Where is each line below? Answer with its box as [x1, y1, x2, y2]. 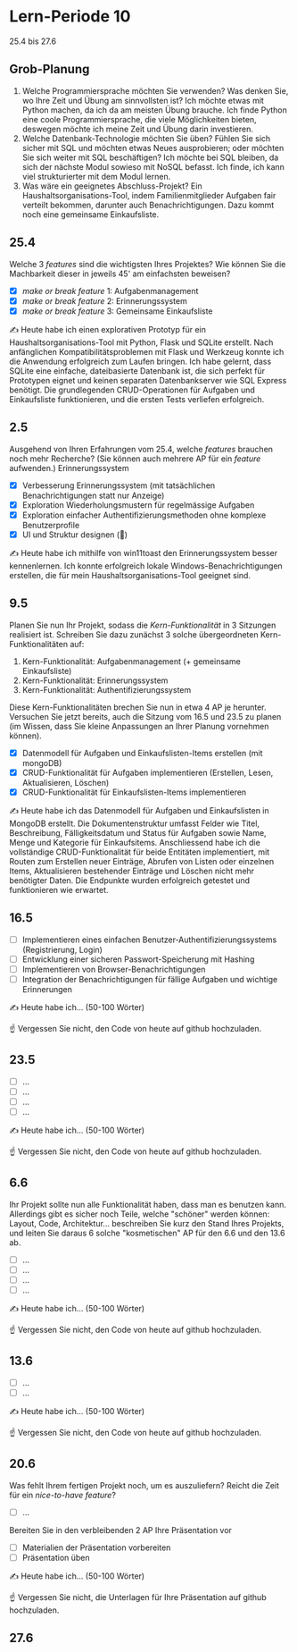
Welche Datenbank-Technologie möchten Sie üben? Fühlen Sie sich [21, 132, 271, 144]
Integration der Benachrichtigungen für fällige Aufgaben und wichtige [21, 973, 278, 984]
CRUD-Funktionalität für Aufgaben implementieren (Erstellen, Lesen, [21, 767, 274, 778]
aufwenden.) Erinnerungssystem [9, 462, 129, 473]
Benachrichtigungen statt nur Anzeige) [21, 490, 165, 501]
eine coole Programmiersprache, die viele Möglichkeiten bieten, [21, 114, 257, 124]
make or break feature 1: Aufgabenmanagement [21, 285, 199, 296]
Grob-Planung [9, 62, 90, 77]
